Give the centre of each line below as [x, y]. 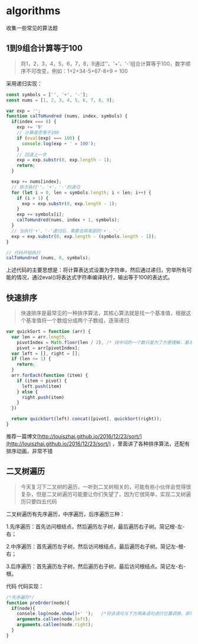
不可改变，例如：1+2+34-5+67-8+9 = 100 [77, 71]
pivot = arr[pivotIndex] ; [49, 348]
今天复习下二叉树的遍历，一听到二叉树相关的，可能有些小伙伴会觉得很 [106, 487]
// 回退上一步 [32, 154]
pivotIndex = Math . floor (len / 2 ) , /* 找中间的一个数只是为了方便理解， [100, 342]
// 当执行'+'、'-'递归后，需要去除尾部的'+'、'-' [66, 231]
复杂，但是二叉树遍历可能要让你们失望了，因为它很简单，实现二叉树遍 [106, 494]
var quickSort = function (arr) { [49, 332]
